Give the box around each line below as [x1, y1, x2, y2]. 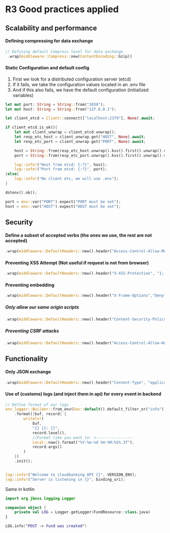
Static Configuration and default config [5, 65, 90, 71]
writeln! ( [23, 416, 44, 422]
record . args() [32, 444, 62, 449]
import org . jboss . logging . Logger [5, 496, 76, 501]
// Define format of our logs [5, 402, 69, 407]
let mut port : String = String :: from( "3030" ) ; [5, 102, 105, 107]
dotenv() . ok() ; [5, 190, 37, 195]
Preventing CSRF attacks [5, 328, 59, 334]
